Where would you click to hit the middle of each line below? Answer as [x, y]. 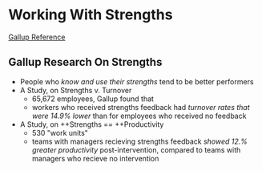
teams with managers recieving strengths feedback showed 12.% [140, 141]
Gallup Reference [37, 37]
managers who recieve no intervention [95, 158]
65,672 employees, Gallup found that [93, 99]
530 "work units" [60, 132]
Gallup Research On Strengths [85, 62]
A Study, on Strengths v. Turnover [76, 90]
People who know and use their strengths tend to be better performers [137, 81]
